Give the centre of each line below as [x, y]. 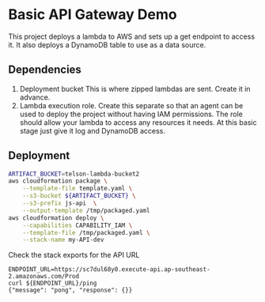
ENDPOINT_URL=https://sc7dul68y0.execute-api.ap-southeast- [110, 270]
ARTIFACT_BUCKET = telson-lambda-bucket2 [74, 174]
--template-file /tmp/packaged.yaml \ [86, 232]
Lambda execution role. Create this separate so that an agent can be [131, 105]
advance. [35, 97]
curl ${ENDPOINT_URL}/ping [53, 283]
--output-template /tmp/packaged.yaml [86, 210]
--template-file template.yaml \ [78, 189]
